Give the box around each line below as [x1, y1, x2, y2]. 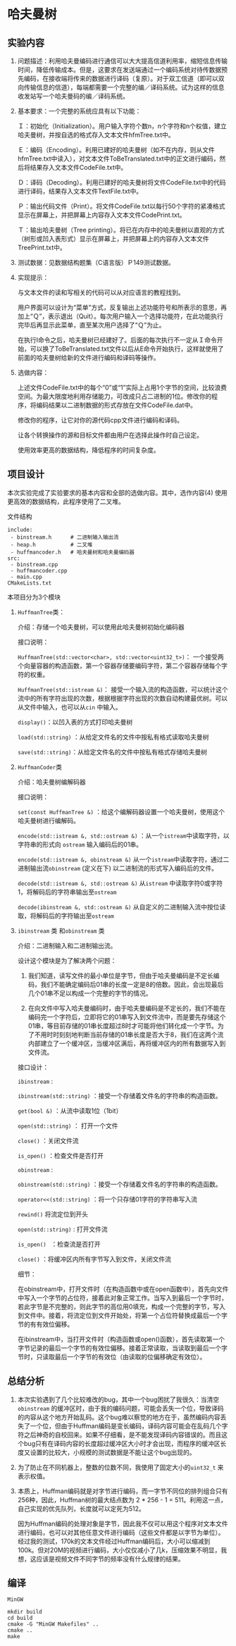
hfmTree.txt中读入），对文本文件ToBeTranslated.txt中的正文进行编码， [17, 154, 220, 163]
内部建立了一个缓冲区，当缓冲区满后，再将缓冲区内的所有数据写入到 [27, 1039, 226, 1047]
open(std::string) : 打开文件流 [17, 1225, 108, 1233]
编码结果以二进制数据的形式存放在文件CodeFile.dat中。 [36, 401, 197, 409]
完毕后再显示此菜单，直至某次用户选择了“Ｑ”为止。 [17, 321, 166, 329]
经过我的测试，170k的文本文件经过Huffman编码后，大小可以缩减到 [17, 1537, 211, 1545]
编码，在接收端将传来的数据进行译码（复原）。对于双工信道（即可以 [23, 75, 218, 82]
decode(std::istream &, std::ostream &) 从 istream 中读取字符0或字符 [17, 878, 223, 887]
